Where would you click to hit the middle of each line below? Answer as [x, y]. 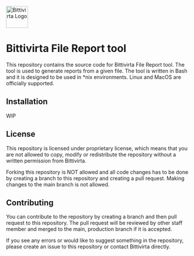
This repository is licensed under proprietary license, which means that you [97, 148]
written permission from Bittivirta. [46, 161]
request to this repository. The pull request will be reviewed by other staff [94, 223]
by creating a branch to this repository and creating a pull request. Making [96, 178]
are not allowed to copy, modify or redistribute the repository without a [91, 154]
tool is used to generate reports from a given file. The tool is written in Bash [97, 71]
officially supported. [30, 83]
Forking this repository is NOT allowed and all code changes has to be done [97, 172]
